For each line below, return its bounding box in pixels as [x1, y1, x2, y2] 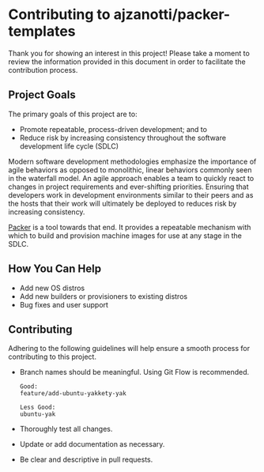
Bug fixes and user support [19, 300, 109, 309]
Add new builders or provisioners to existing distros [19, 291, 188, 301]
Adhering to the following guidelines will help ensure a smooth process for [8, 344, 251, 353]
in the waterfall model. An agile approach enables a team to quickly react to [8, 173, 255, 183]
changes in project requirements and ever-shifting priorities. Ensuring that [8, 182, 249, 191]
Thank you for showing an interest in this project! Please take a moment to [8, 48, 251, 58]
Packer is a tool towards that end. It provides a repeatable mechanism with [8, 222, 251, 232]
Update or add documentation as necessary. [19, 440, 165, 449]
